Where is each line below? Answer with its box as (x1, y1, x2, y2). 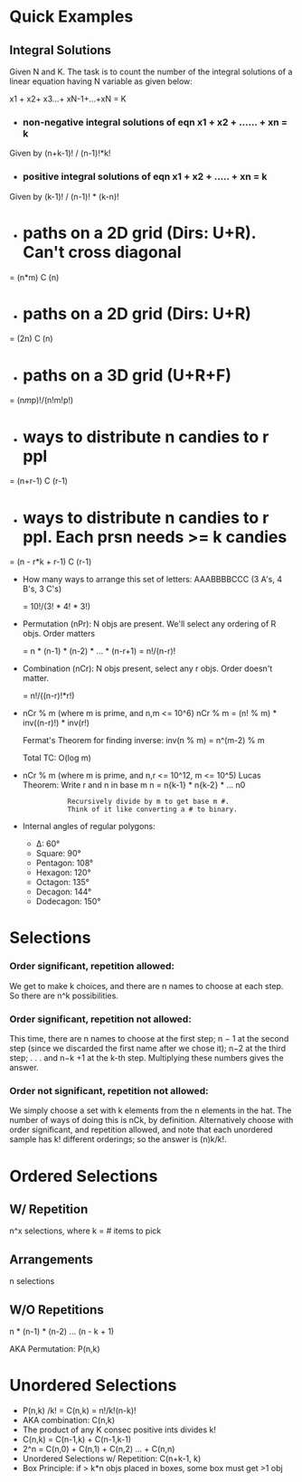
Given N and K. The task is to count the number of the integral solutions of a (9, 66, 293, 77)
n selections (9, 1276, 55, 1287)
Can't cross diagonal (22, 241, 182, 262)
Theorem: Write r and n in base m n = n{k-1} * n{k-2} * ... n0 (22, 779, 246, 790)
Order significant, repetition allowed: (9, 960, 175, 973)
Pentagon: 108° (35, 857, 93, 869)
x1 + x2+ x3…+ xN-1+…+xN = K (9, 93, 127, 104)
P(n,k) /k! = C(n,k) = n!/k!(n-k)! (22, 1404, 137, 1416)
